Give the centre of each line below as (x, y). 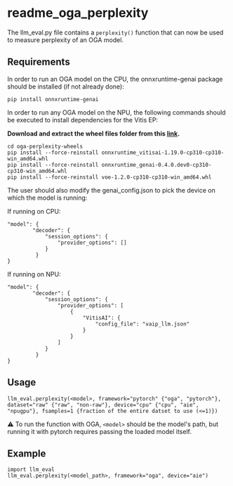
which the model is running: (47, 198)
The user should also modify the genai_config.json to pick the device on (111, 190)
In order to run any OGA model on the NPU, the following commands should (116, 112)
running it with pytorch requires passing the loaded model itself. (99, 431)
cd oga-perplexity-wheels (45, 146)
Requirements (39, 62)
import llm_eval (31, 470)
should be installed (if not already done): (66, 87)
